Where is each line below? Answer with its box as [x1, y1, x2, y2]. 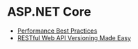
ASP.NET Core [7, 4, 92, 20]
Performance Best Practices [17, 27, 98, 35]
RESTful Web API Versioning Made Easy [17, 33, 131, 42]
